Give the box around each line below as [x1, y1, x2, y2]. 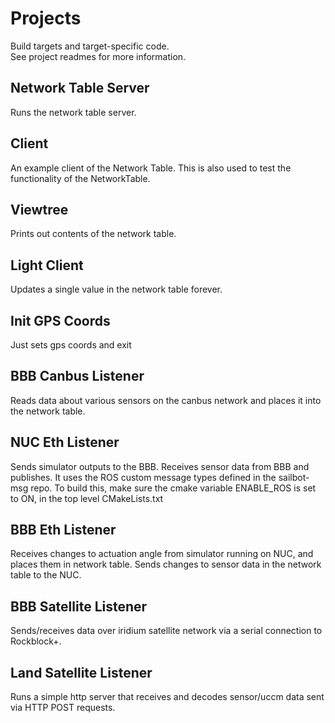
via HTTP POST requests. [10, 702, 116, 714]
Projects [10, 7, 82, 30]
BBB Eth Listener [10, 522, 117, 539]
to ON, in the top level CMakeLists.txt [10, 492, 164, 504]
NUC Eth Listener [10, 434, 120, 451]
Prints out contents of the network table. [10, 228, 177, 240]
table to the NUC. [10, 569, 82, 581]
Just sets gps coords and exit [10, 339, 132, 351]
